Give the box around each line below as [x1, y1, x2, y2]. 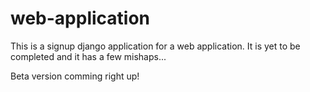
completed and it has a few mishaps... [10, 50, 167, 62]
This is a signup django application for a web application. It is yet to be [10, 40, 301, 52]
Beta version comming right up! [10, 70, 140, 82]
